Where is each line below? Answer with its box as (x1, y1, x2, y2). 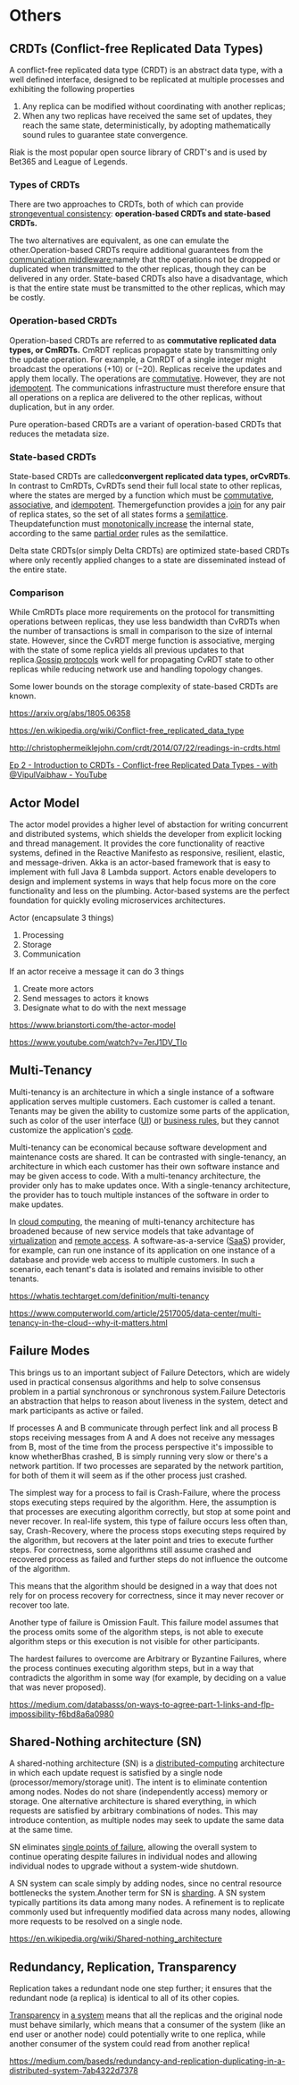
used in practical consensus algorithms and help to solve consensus (9, 1376, 262, 1387)
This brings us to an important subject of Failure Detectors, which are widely (9, 1367, 290, 1378)
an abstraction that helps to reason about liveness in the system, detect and (9, 1396, 288, 1406)
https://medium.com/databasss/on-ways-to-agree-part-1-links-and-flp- (9, 1699, 275, 1709)
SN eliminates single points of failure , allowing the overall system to (9, 1842, 257, 1853)
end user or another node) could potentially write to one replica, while (9, 2029, 266, 2039)
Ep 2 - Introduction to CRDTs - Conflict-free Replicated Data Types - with (9, 760, 278, 771)
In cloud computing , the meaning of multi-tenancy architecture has (9, 1216, 255, 1227)
